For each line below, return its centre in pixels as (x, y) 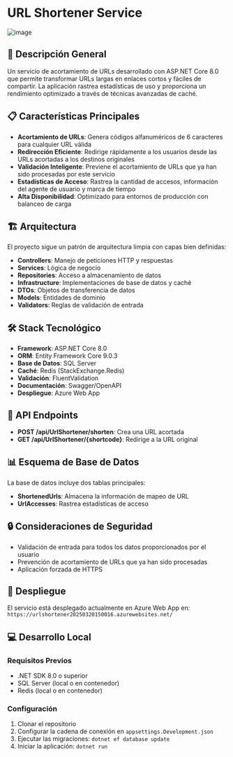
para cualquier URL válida (54, 144)
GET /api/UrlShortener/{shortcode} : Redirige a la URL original (107, 439)
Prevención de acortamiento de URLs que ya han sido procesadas (112, 562)
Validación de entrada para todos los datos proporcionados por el (112, 547)
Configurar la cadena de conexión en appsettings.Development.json (115, 731)
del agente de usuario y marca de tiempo (76, 189)
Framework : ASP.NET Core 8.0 (62, 349)
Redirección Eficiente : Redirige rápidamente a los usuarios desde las (117, 151)
